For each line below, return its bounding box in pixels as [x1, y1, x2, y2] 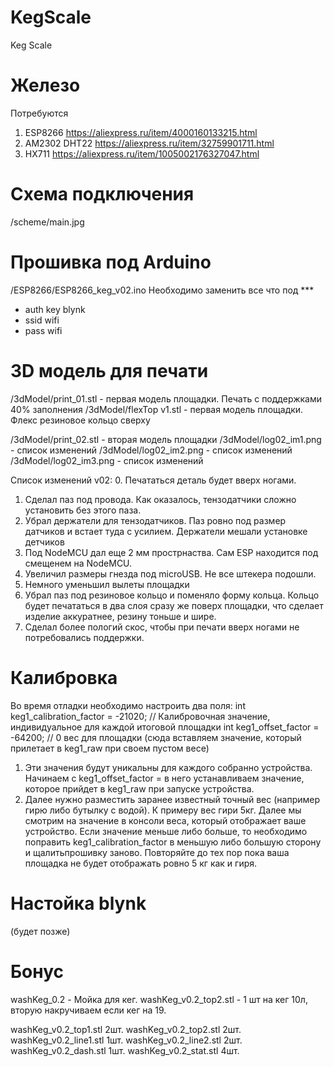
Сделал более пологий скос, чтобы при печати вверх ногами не [24, 621, 300, 633]
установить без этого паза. [24, 504, 142, 516]
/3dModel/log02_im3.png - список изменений [10, 454, 204, 466]
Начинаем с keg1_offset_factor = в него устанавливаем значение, [24, 772, 305, 784]
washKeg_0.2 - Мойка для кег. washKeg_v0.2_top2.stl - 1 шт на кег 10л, [10, 993, 308, 1005]
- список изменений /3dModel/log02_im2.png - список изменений [10, 444, 293, 456]
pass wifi [24, 324, 63, 336]
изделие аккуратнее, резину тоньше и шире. [24, 610, 217, 622]
